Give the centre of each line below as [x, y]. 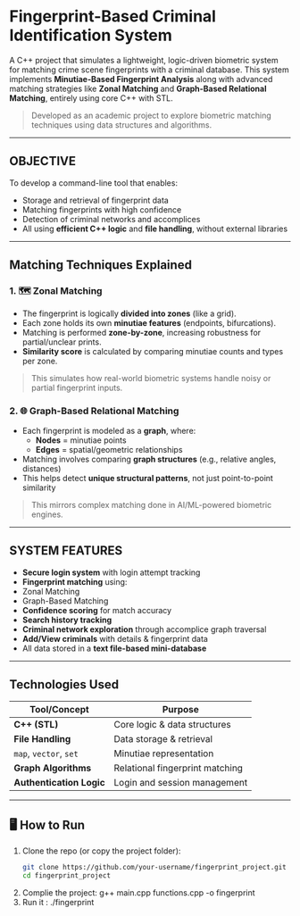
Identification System [91, 35]
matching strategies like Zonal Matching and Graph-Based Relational [138, 88]
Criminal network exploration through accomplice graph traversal [144, 629]
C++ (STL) [36, 725]
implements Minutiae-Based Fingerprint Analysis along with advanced [141, 79]
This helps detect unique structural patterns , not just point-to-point [148, 478]
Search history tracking [67, 620]
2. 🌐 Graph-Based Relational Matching [94, 411]
